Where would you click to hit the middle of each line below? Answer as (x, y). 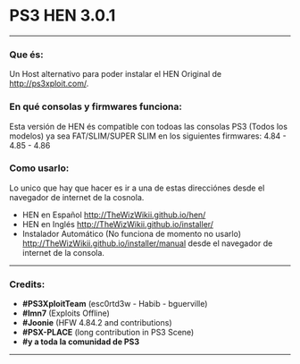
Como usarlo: (39, 168)
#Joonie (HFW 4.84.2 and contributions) (97, 323)
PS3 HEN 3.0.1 (62, 16)
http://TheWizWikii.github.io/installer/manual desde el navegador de (147, 243)
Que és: (26, 55)
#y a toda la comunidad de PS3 (81, 342)
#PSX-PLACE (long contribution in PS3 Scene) (108, 333)
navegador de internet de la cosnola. (77, 197)
